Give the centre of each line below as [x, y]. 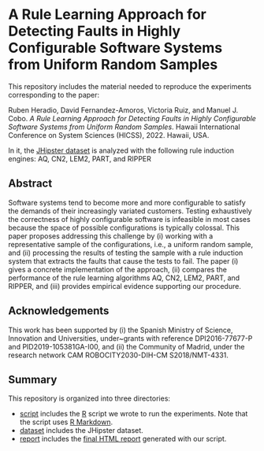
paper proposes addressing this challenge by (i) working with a [111, 236]
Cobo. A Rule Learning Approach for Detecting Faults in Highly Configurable [132, 118]
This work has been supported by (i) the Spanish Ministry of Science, [121, 330]
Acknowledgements [59, 311]
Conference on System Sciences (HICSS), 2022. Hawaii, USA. [109, 135]
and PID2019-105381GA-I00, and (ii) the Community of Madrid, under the [126, 346]
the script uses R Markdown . [66, 422]
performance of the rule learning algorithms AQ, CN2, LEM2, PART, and [124, 278]
